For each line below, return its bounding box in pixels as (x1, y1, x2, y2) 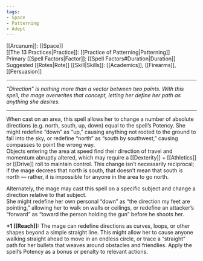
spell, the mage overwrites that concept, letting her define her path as (6, 92, 181, 99)
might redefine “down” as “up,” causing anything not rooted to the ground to (6, 128, 196, 136)
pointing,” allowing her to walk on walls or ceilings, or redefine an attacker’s (6, 204, 195, 211)
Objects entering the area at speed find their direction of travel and (6, 147, 173, 155)
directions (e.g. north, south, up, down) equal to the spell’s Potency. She (6, 122, 186, 129)
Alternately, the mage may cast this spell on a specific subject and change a (6, 185, 196, 192)
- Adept (6, 25, 26, 32)
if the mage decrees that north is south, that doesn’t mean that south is (6, 167, 183, 174)
